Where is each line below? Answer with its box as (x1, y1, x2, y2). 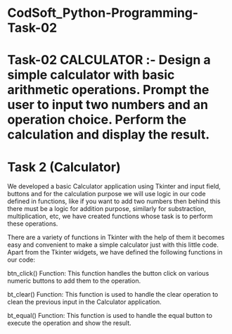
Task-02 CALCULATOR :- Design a (7, 52, 211, 68)
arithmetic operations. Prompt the (7, 82, 210, 98)
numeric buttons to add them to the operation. (7, 276, 141, 285)
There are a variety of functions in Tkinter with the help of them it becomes (7, 233, 225, 242)
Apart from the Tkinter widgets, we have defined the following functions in (7, 248, 223, 257)
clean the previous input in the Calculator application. (7, 297, 162, 307)
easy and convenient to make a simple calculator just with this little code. (7, 240, 219, 249)
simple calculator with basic (7, 67, 175, 83)
